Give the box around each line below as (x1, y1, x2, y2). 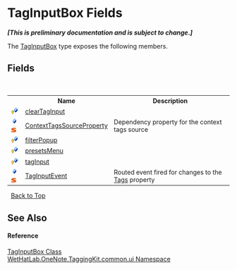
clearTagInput (25, 107, 66, 116)
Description (152, 97, 188, 105)
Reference (7, 231, 39, 240)
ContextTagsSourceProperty (25, 121, 108, 130)
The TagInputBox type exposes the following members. (7, 42, 168, 50)
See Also (7, 211, 47, 223)
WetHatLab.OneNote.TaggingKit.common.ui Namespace (7, 254, 171, 263)
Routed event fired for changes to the (114, 168, 222, 176)
